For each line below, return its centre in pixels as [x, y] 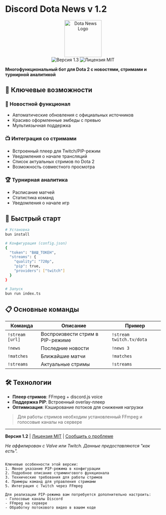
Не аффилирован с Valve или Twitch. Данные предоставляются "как [78, 446]
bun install [17, 234]
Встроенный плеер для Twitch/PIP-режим [56, 151]
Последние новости [65, 348]
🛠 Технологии [28, 383]
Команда [22, 326]
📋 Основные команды [42, 309]
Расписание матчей [33, 192]
